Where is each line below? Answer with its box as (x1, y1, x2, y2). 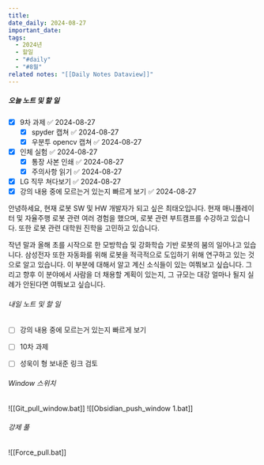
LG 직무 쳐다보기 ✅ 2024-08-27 (19, 176, 121, 186)
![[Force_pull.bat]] (8, 448, 67, 457)
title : (8, 11, 30, 20)
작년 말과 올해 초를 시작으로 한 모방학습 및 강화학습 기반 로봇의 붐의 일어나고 (8, 240, 243, 250)
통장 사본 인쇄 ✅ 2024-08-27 (31, 157, 124, 166)
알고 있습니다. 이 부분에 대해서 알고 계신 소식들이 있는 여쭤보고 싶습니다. (22, 260, 244, 270)
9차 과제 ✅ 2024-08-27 (19, 117, 96, 127)
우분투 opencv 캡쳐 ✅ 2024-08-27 (31, 137, 142, 146)
